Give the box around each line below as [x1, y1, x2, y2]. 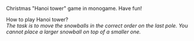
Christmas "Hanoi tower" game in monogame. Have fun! [6, 5, 142, 12]
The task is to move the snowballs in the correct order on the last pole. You [6, 23, 188, 29]
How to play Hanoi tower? [6, 16, 69, 23]
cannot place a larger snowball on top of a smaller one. [6, 28, 141, 35]
